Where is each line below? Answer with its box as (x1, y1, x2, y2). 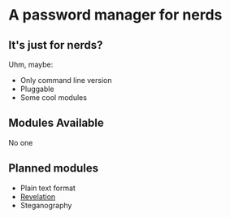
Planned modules (8, 161, 99, 176)
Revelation (20, 191, 56, 201)
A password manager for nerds (8, 6, 223, 24)
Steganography (20, 200, 72, 210)
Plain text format (20, 183, 76, 193)
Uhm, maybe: (8, 59, 54, 69)
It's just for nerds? (8, 38, 103, 52)
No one (8, 137, 33, 147)
